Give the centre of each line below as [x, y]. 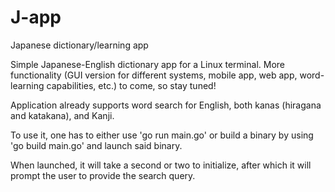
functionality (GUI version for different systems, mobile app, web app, [154, 75]
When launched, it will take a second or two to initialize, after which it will [161, 165]
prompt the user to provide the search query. [103, 175]
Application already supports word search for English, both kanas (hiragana [166, 105]
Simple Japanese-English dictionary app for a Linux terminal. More [147, 64]
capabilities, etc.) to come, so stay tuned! [131, 85]
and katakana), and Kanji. [62, 115]
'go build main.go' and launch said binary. [96, 145]
